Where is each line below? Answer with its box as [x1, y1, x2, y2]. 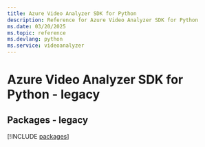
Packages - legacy [7, 114, 88, 126]
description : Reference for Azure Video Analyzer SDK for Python [7, 17, 198, 23]
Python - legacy [7, 87, 100, 102]
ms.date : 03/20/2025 [7, 23, 67, 30]
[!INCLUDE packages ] [7, 133, 69, 140]
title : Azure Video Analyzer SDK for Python [7, 10, 137, 17]
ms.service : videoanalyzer [7, 42, 85, 49]
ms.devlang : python [7, 36, 63, 43]
